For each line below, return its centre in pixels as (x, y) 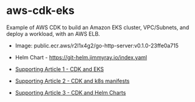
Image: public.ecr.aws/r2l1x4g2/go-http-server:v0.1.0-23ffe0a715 (97, 46)
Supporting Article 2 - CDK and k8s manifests (72, 81)
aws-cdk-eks (40, 11)
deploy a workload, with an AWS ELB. (53, 33)
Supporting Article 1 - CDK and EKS (60, 69)
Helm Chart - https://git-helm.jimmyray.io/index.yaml (81, 57)
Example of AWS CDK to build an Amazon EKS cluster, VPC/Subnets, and (98, 27)
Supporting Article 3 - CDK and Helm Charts (70, 92)
